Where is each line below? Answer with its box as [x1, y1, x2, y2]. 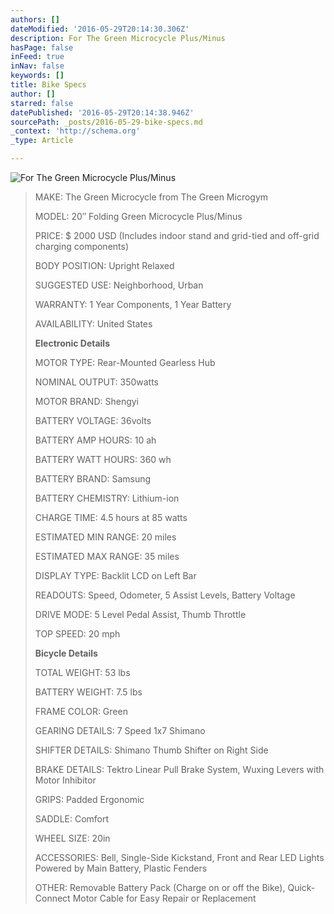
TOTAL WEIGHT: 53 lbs [34, 667, 131, 678]
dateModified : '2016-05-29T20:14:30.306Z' [10, 24, 190, 34]
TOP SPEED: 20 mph [34, 628, 121, 640]
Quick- [287, 882, 316, 893]
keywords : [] [10, 71, 65, 81]
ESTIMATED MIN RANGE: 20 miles [34, 531, 177, 543]
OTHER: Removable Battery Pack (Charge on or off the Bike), [34, 882, 286, 893]
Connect [34, 892, 71, 904]
